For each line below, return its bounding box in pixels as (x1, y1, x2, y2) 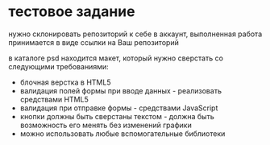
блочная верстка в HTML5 (19, 77, 111, 87)
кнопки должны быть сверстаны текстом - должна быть (19, 111, 215, 121)
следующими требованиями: (8, 61, 109, 71)
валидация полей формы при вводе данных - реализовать (19, 85, 222, 95)
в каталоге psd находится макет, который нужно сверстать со (8, 53, 224, 63)
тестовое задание (8, 2, 135, 21)
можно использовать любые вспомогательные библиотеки (19, 128, 226, 139)
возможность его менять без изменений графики (19, 120, 192, 130)
